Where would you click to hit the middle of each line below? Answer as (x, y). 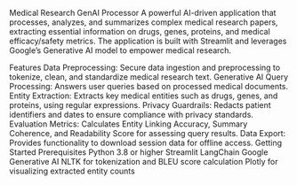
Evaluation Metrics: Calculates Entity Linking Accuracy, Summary (128, 124)
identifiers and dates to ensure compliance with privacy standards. (131, 115)
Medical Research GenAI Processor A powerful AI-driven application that (143, 13)
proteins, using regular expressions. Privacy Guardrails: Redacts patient (140, 105)
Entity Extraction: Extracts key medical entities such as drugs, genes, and (144, 96)
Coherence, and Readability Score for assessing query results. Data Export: (148, 133)
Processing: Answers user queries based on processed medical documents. (149, 86)
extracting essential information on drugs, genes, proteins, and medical (140, 31)
